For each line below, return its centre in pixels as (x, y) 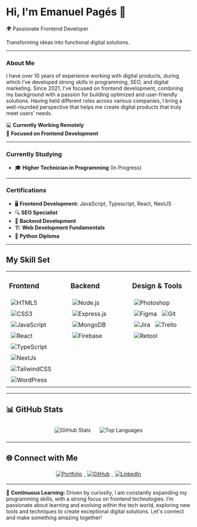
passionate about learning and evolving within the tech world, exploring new (98, 505)
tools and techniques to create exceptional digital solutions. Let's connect (95, 512)
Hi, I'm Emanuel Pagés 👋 (66, 12)
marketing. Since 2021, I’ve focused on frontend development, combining (95, 88)
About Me (21, 63)
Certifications (26, 191)
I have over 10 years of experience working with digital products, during (93, 76)
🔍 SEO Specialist (36, 212)
